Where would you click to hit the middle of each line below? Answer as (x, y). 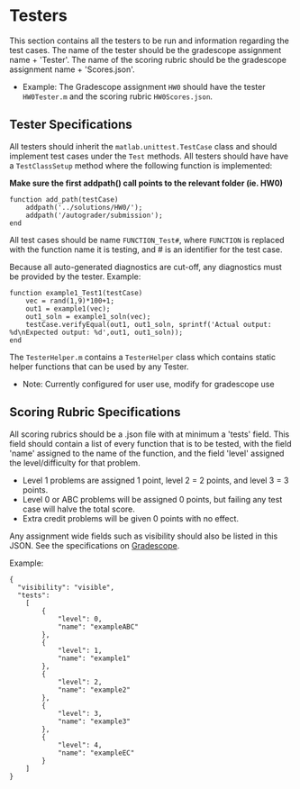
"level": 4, (80, 745)
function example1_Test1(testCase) (76, 293)
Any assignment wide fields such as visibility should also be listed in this (144, 536)
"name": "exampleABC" (98, 627)
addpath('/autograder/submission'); (95, 215)
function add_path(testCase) (64, 199)
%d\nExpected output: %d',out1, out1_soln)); (96, 332)
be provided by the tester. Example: (75, 277)
